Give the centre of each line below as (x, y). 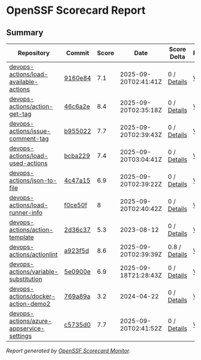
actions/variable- (34, 271)
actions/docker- (32, 296)
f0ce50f (76, 205)
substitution (26, 279)
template (22, 237)
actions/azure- (31, 321)
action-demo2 (30, 304)
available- (24, 82)
